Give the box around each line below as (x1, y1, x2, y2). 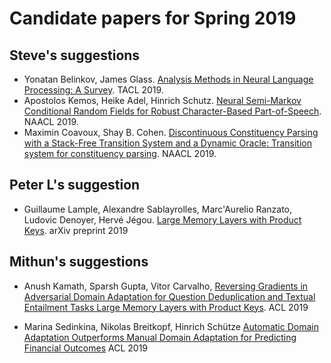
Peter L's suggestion (9, 177, 141, 194)
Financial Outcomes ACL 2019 (23, 342, 149, 354)
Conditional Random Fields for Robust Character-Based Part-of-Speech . (23, 105, 322, 117)
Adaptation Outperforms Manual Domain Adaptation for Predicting (23, 331, 297, 343)
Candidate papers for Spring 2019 (9, 7, 297, 30)
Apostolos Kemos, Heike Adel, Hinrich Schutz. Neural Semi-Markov (23, 95, 302, 106)
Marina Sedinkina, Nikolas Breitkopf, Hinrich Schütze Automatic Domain (23, 320, 319, 332)
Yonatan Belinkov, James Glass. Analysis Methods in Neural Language (23, 73, 314, 85)
